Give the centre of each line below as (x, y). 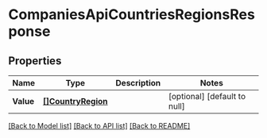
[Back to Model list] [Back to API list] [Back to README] (99, 126)
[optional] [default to (207, 96)
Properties (35, 61)
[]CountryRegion (75, 101)
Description (138, 83)
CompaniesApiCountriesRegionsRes (132, 15)
